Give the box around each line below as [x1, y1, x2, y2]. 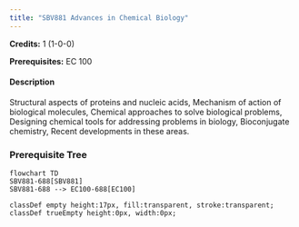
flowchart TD [9, 169, 59, 178]
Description [9, 76, 55, 87]
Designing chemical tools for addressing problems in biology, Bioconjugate [9, 115, 290, 127]
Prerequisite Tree [9, 148, 88, 161]
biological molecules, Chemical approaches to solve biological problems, [9, 106, 283, 117]
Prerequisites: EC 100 [9, 55, 93, 66]
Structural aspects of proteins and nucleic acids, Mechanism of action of [9, 96, 282, 107]
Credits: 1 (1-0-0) [9, 38, 75, 49]
